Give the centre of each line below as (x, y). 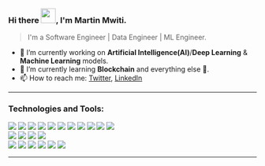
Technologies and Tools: (56, 109)
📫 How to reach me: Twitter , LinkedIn (81, 78)
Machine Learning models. (64, 61)
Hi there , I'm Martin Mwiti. (67, 20)
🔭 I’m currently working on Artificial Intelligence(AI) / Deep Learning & (134, 53)
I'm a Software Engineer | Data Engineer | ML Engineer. (117, 37)
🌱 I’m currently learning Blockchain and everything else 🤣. (114, 69)
